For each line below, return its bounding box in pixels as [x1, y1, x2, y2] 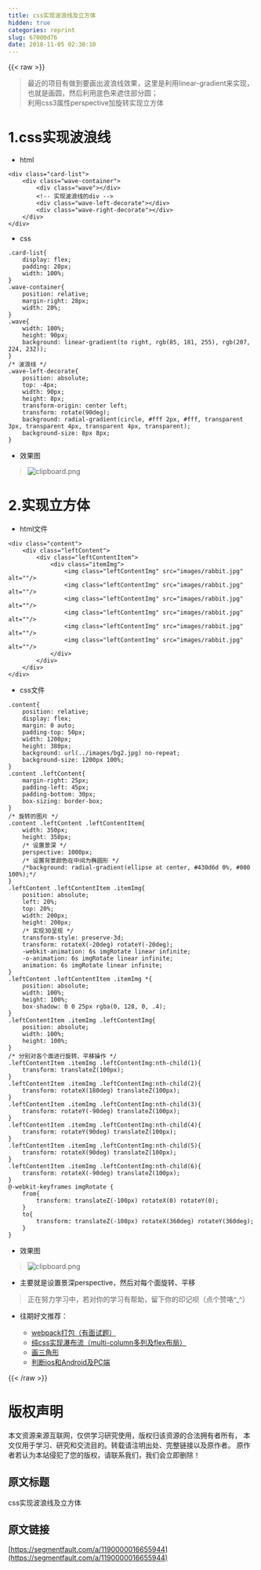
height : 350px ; [22, 833, 72, 841]
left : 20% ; [22, 898, 58, 906]
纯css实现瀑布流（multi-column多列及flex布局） [31, 1338, 187, 1347]
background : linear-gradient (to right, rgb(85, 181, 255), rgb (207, [22, 339, 251, 347]
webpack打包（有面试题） [31, 1328, 116, 1337]
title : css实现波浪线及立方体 [8, 11, 96, 20]
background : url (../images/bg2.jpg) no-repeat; [22, 749, 180, 757]
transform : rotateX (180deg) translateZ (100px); [22, 1086, 180, 1094]
